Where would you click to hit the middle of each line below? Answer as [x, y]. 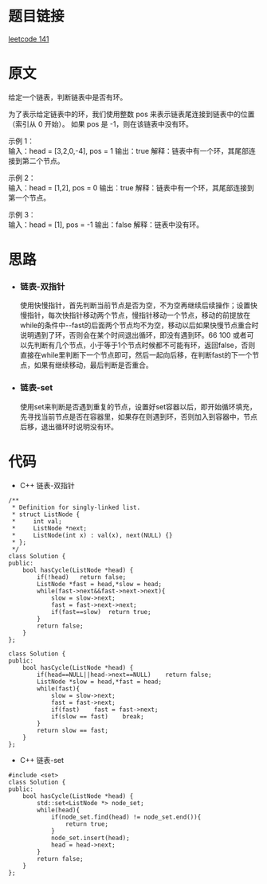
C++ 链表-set [42, 760]
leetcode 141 [29, 39]
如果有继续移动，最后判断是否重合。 [93, 365]
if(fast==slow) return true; [101, 612]
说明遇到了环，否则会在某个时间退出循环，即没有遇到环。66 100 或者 [133, 335]
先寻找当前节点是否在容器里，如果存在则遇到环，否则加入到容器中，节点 [138, 417]
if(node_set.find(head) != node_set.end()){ [126, 817]
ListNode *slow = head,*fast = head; [99, 682]
